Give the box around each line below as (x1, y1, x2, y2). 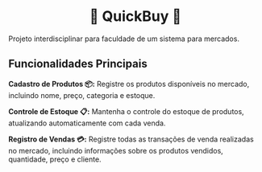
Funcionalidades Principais (8, 57, 148, 71)
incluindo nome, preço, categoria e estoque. (8, 90, 156, 100)
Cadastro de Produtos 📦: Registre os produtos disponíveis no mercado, (8, 79, 250, 88)
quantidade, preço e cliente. (8, 154, 102, 164)
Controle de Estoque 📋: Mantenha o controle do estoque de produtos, (8, 106, 244, 116)
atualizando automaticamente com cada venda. (8, 118, 166, 128)
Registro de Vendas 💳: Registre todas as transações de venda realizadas (8, 134, 254, 144)
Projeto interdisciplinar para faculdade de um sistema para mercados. (8, 34, 240, 43)
